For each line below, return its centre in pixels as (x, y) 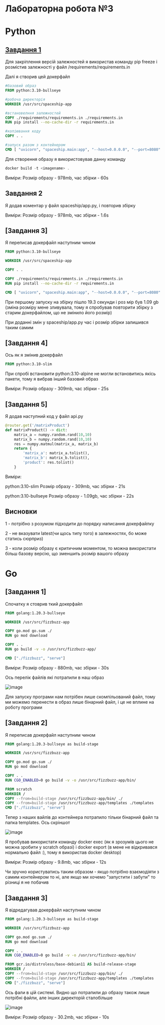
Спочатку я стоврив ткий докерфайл (44, 604)
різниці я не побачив (27, 883)
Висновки (21, 512)
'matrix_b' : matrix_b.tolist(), (56, 458)
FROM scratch (19, 789)
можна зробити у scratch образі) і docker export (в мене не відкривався (81, 847)
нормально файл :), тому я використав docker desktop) (63, 853)
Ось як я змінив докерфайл (34, 355)
